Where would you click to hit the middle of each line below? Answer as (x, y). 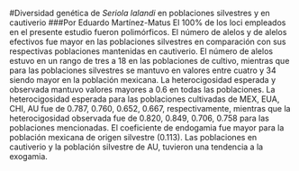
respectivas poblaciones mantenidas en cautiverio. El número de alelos (141, 51)
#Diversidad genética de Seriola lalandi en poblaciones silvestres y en (140, 13)
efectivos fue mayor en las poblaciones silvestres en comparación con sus (148, 41)
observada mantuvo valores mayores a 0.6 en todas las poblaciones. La (142, 90)
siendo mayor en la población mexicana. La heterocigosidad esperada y (143, 80)
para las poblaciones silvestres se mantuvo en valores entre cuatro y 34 (143, 70)
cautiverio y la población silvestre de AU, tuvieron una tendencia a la (136, 147)
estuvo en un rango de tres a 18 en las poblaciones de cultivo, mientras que (149, 61)
